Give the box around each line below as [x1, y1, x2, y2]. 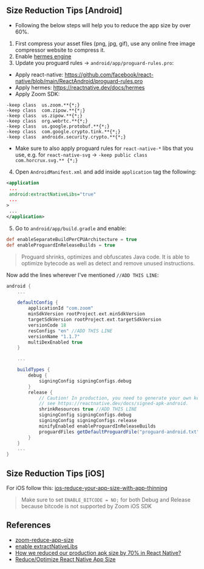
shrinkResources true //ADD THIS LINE [38, 406, 137, 412]
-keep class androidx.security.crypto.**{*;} [6, 134, 126, 140]
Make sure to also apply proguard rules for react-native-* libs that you [15, 145, 194, 152]
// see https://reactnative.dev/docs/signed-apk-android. [38, 401, 189, 407]
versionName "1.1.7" [28, 333, 80, 339]
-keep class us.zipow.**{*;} [6, 112, 83, 118]
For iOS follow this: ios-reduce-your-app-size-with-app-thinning [6, 485, 168, 491]
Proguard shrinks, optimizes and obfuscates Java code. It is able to [21, 253, 190, 261]
